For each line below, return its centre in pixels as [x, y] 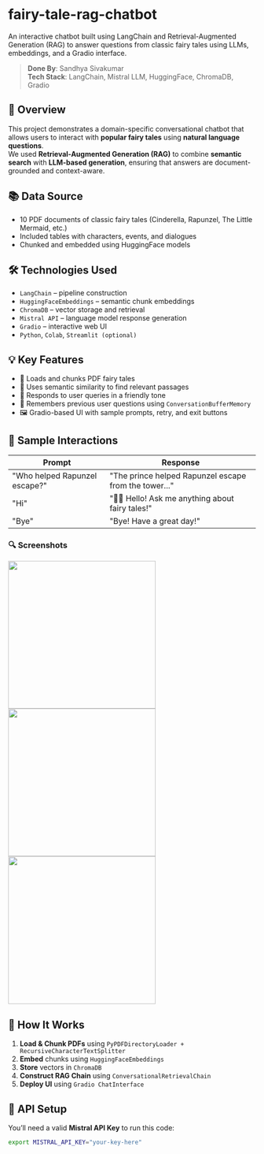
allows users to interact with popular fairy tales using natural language [124, 137]
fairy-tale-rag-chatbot [82, 15]
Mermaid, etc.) [43, 228]
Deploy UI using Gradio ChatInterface [82, 1084]
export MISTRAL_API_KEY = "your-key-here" [75, 1142]
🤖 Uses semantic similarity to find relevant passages [104, 387]
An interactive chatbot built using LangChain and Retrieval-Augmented [123, 36]
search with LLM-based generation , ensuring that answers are [111, 162]
